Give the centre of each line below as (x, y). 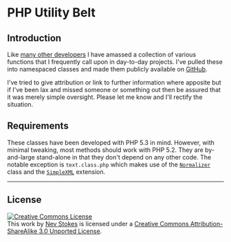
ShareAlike (22, 231)
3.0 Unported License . (70, 231)
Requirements (38, 126)
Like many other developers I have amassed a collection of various (102, 54)
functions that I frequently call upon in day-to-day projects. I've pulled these (115, 62)
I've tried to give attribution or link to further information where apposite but (114, 82)
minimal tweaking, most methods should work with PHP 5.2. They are (106, 150)
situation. (20, 104)
